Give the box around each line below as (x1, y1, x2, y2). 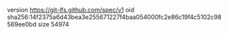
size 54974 (37, 20, 70, 28)
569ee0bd (7, 20, 36, 28)
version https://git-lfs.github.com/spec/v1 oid (7, 6, 135, 14)
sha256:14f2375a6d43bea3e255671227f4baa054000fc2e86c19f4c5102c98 (7, 13, 222, 21)
